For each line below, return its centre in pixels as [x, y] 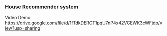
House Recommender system [42, 7]
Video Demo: [19, 18]
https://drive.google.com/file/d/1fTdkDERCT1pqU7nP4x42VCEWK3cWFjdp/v [84, 23]
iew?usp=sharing [23, 28]
